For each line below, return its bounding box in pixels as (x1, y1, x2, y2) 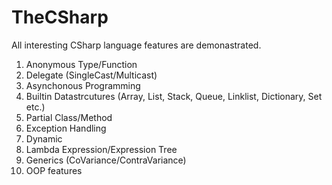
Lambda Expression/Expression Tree (25, 143, 178, 155)
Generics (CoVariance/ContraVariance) (25, 154, 187, 166)
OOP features (25, 164, 83, 176)
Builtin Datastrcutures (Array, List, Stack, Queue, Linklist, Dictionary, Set (25, 90, 323, 102)
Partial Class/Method (25, 111, 113, 123)
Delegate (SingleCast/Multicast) (25, 69, 158, 81)
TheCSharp (11, 6, 109, 29)
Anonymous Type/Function (25, 58, 138, 70)
